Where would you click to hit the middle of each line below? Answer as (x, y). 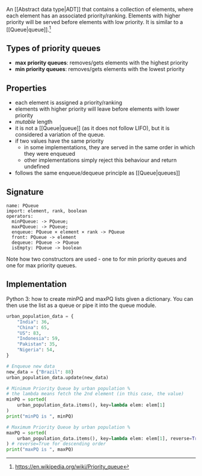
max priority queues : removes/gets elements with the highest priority (101, 63)
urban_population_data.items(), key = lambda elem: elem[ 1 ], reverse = (105, 438)
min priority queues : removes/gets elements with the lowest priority (100, 69)
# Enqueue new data (31, 366)
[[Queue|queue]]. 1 (29, 29)
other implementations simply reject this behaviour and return (100, 160)
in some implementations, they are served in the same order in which (109, 147)
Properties (26, 88)
